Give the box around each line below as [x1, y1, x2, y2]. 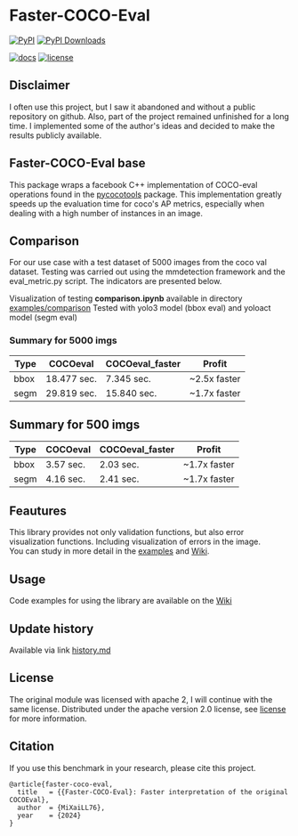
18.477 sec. [45, 372, 98, 385]
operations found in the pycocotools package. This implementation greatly [9, 189, 282, 199]
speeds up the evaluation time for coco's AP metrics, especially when [9, 198, 265, 209]
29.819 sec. [45, 386, 98, 399]
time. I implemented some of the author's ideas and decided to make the [9, 120, 276, 131]
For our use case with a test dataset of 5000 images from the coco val [9, 257, 267, 268]
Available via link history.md [9, 645, 111, 655]
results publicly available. [9, 130, 102, 141]
